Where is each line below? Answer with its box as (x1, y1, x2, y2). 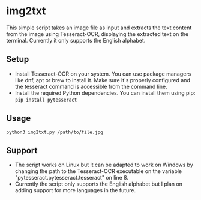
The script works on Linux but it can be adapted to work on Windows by (14, 161, 193, 169)
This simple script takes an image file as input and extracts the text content (6, 24, 192, 31)
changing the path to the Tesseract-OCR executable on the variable (14, 168, 182, 175)
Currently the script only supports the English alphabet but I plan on (14, 180, 183, 187)
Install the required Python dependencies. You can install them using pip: (14, 89, 196, 97)
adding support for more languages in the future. (14, 187, 136, 194)
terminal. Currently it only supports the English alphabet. (6, 37, 146, 44)
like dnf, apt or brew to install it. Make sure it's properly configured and (14, 76, 191, 83)
